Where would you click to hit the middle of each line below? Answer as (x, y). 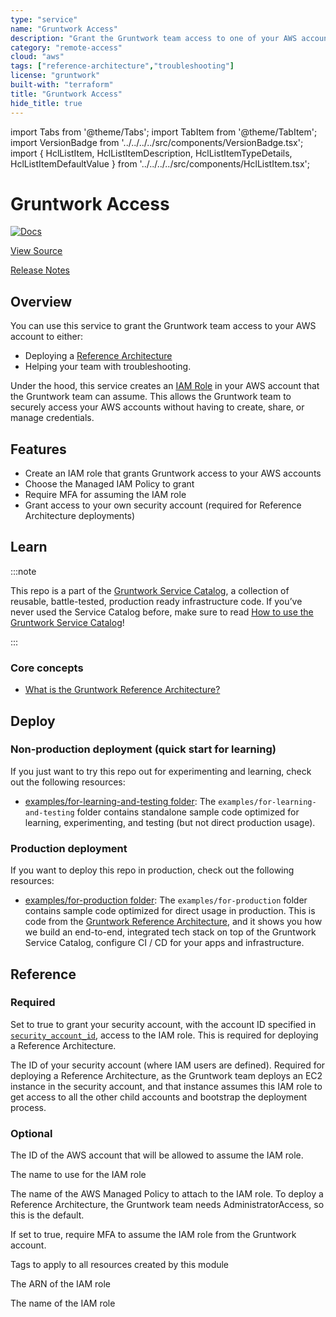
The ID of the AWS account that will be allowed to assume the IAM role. (157, 1155)
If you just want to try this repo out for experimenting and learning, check (161, 771)
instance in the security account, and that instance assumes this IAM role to (166, 1086)
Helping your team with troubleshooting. (108, 367)
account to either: (46, 337)
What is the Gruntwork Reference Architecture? (122, 690)
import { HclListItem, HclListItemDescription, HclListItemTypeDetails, (151, 153)
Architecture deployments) (80, 516)
